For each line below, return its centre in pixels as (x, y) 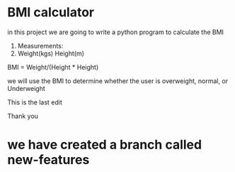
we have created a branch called (105, 145)
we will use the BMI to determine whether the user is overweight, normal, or (118, 81)
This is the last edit (35, 102)
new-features (48, 160)
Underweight (27, 88)
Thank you (23, 116)
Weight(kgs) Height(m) (51, 53)
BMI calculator (51, 12)
